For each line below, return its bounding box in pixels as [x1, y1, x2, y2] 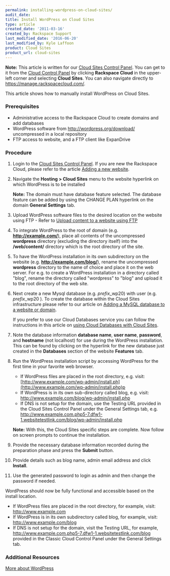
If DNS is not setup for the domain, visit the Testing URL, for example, [12, 525, 159, 531]
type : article [5, 21, 36, 27]
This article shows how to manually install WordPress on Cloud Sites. [5, 90, 150, 96]
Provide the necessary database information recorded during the [12, 442, 149, 448]
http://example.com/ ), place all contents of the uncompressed [12, 233, 145, 239]
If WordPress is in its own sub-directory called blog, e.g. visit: [20, 390, 149, 396]
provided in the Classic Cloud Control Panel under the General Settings [12, 536, 162, 542]
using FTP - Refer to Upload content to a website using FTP [12, 217, 138, 223]
